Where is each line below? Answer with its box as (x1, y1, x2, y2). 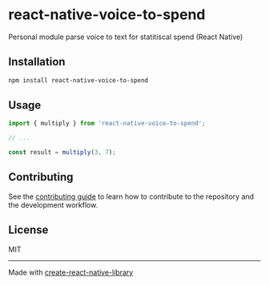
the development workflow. (8, 200, 98, 209)
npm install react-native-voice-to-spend (8, 76, 149, 85)
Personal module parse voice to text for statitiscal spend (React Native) (8, 32, 243, 42)
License (8, 224, 49, 237)
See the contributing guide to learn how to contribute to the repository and (8, 192, 255, 201)
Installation (8, 55, 66, 69)
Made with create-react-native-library (8, 267, 134, 277)
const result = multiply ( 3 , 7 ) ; (8, 148, 116, 156)
